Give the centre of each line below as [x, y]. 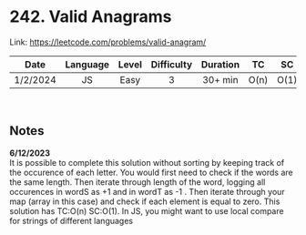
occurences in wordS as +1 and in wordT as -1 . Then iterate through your [147, 191]
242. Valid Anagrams [91, 17]
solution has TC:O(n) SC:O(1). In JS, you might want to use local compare [147, 210]
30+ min [220, 79]
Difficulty [172, 64]
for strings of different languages [71, 220]
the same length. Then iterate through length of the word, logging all [138, 182]
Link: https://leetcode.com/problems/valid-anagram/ [108, 42]
